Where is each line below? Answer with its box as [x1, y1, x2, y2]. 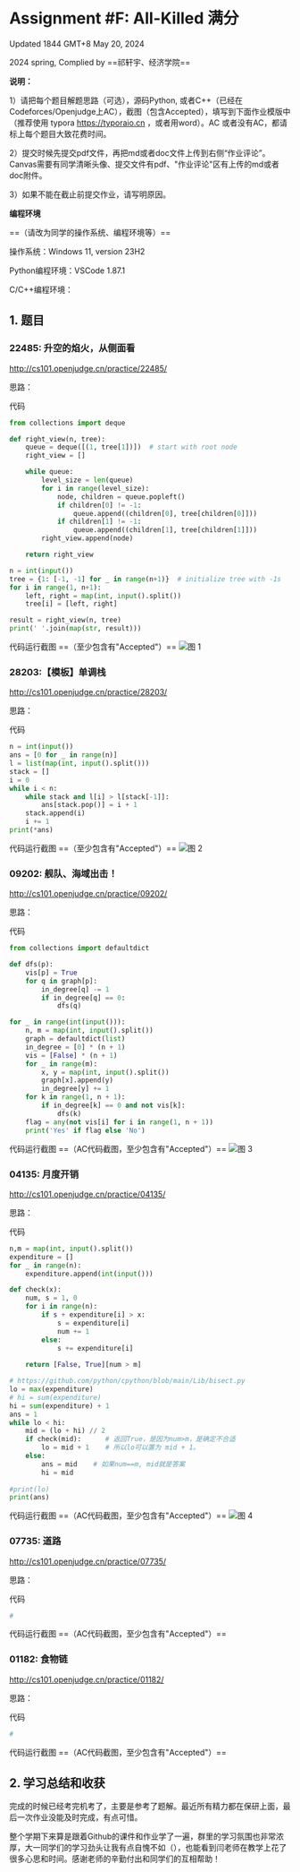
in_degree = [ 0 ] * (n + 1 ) [25, 1043, 126, 1052]
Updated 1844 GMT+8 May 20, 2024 [9, 38, 145, 49]
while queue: [25, 468, 74, 477]
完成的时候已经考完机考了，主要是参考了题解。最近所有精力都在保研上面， [9, 1801, 283, 1812]
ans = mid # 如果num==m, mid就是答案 [41, 1459, 186, 1469]
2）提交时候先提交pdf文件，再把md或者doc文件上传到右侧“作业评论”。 [9, 147, 271, 158]
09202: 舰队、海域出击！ [9, 867, 118, 880]
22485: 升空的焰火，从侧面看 [9, 342, 136, 355]
